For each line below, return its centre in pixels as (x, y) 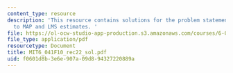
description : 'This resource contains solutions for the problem (103, 20)
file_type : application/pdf (48, 40)
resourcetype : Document (42, 46)
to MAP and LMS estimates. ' (55, 26)
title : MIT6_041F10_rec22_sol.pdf (57, 53)
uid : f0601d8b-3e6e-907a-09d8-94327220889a (71, 59)
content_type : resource (42, 14)
